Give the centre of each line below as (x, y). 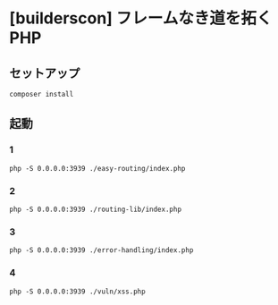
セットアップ (45, 73)
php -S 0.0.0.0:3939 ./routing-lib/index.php (95, 209)
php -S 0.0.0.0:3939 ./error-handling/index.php (101, 250)
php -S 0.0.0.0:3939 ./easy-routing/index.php (97, 168)
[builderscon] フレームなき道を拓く (141, 18)
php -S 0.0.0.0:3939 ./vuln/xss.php (77, 292)
